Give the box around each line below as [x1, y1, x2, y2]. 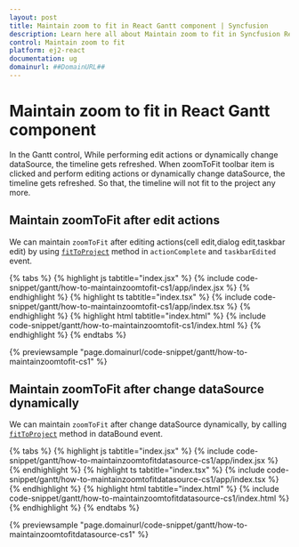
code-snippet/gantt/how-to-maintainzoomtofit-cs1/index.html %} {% [9, 319, 262, 330]
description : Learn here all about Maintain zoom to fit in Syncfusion [9, 29, 280, 38]
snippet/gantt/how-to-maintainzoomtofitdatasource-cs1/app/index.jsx [9, 455, 265, 466]
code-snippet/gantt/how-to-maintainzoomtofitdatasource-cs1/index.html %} [9, 493, 290, 503]
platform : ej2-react [9, 46, 86, 55]
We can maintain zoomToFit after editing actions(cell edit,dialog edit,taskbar [9, 237, 286, 247]
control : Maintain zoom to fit [9, 37, 125, 47]
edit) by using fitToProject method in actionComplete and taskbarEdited [9, 245, 277, 256]
